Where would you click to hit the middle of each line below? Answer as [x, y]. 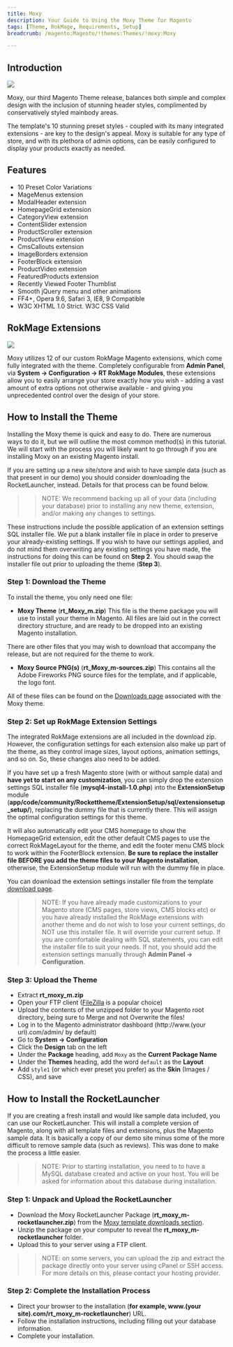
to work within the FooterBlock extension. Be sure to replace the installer [113, 853]
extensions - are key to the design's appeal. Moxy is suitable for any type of [116, 134]
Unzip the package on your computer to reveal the [90, 1230]
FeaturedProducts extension [58, 276]
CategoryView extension [53, 217]
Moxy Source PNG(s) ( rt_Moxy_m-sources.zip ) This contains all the [116, 667]
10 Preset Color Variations [54, 187]
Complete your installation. [56, 1336]
